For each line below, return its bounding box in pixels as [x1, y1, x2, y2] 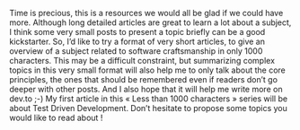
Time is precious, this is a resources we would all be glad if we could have [9, 8, 284, 18]
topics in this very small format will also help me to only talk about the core [9, 65, 286, 75]
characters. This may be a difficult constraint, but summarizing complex [9, 56, 276, 65]
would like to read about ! [9, 112, 103, 123]
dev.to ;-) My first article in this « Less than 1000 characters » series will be [9, 93, 288, 104]
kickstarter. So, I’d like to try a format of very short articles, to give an [9, 36, 265, 47]
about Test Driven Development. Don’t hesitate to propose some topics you [9, 103, 287, 113]
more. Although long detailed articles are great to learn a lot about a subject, [9, 17, 292, 28]
